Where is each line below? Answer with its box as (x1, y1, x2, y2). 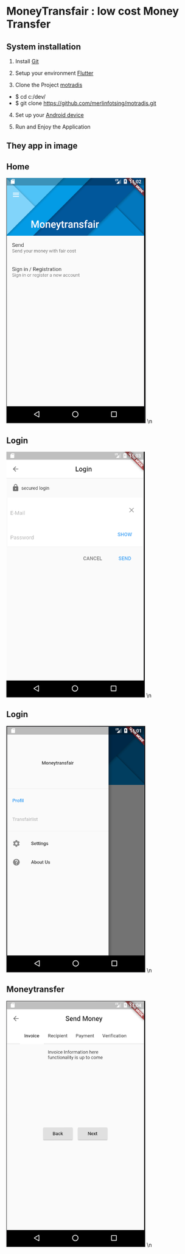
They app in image (6, 141, 78, 151)
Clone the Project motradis (15, 81, 83, 88)
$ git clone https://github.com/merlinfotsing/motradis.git (15, 99, 156, 107)
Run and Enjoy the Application (15, 123, 91, 130)
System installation (6, 41, 81, 52)
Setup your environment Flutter (15, 69, 94, 77)
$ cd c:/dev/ (15, 93, 46, 100)
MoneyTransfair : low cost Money (6, 4, 180, 18)
